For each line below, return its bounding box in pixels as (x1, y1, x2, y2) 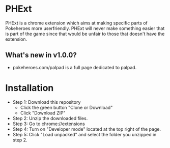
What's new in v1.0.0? (5, 51, 77, 60)
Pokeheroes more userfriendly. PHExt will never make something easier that (5, 25, 165, 31)
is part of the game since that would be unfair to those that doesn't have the (5, 31, 165, 37)
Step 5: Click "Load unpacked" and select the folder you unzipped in (12, 131, 157, 137)
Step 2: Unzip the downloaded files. (12, 115, 88, 121)
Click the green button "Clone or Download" (20, 104, 113, 110)
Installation (5, 82, 54, 94)
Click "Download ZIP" (20, 110, 66, 116)
